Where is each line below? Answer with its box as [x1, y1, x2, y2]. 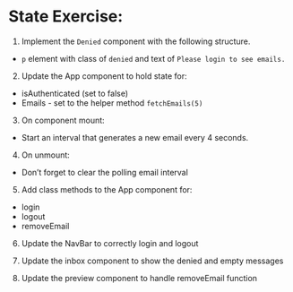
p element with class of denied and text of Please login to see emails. [21, 53, 286, 64]
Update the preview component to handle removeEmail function [21, 272, 257, 283]
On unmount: [21, 150, 71, 160]
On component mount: [21, 115, 105, 125]
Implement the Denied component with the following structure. [21, 36, 251, 47]
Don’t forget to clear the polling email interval [21, 167, 189, 177]
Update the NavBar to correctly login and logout [21, 237, 199, 248]
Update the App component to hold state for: [21, 70, 187, 82]
